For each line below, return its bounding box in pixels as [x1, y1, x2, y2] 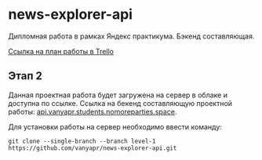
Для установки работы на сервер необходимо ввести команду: [8, 122, 222, 131]
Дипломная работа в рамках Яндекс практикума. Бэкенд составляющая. [8, 31, 255, 41]
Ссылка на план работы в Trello [8, 46, 114, 56]
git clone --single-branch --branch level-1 [8, 137, 156, 145]
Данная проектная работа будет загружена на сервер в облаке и [8, 90, 227, 100]
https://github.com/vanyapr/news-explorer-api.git [8, 144, 177, 152]
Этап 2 [8, 69, 43, 83]
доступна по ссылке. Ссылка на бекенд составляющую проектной [8, 98, 233, 107]
